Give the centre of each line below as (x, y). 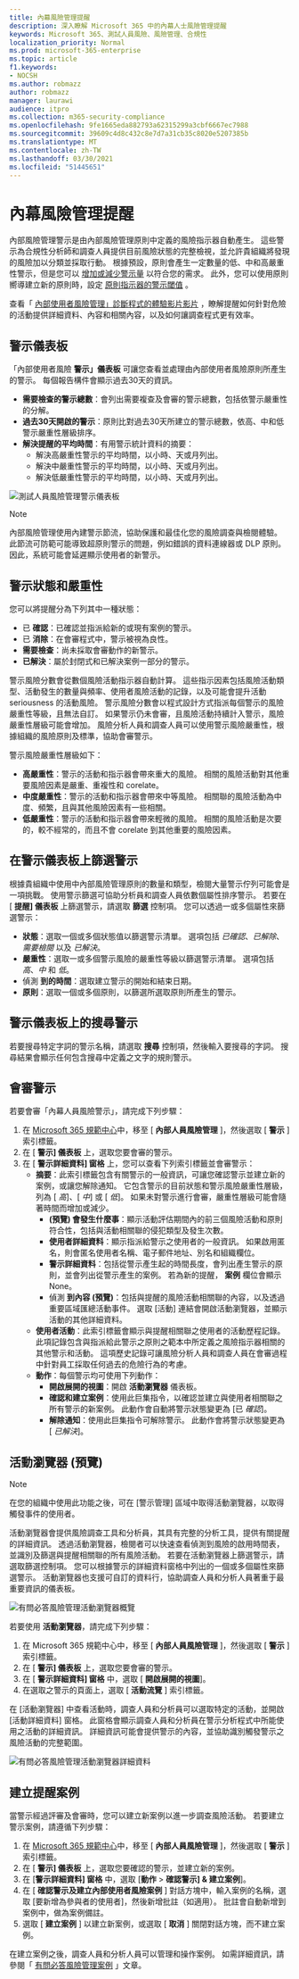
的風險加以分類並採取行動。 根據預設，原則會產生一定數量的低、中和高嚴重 (147, 262)
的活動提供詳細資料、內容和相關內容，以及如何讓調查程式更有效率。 (134, 315)
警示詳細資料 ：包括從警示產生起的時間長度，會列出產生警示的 (162, 1264)
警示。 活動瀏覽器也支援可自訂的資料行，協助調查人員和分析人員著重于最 (150, 1577)
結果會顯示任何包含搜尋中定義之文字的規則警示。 (106, 1057)
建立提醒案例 (44, 1792)
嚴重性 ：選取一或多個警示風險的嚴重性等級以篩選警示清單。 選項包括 (148, 958)
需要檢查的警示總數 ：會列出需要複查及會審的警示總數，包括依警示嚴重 (151, 399)
